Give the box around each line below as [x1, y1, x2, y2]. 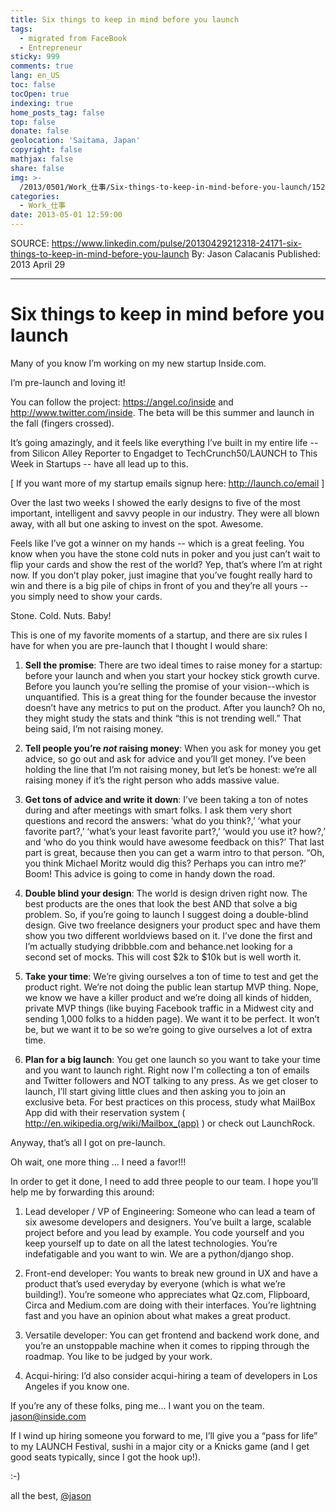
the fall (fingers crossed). [10, 417, 115, 429]
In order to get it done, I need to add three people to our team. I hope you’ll [10, 1175, 318, 1187]
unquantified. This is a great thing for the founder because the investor [24, 691, 317, 703]
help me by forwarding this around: [10, 1186, 155, 1198]
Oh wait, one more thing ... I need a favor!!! [10, 1156, 187, 1168]
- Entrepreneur [19, 42, 83, 53]
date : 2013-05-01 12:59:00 [10, 210, 123, 220]
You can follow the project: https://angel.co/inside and [10, 396, 234, 408]
